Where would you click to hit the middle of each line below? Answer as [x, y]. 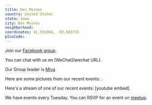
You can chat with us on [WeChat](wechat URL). [53, 60]
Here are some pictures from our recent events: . [54, 79]
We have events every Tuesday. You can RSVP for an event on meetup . [76, 97]
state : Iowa [17, 18]
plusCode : [15, 37]
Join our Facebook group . [31, 50]
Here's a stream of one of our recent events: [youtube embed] [67, 88]
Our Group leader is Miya [30, 69]
